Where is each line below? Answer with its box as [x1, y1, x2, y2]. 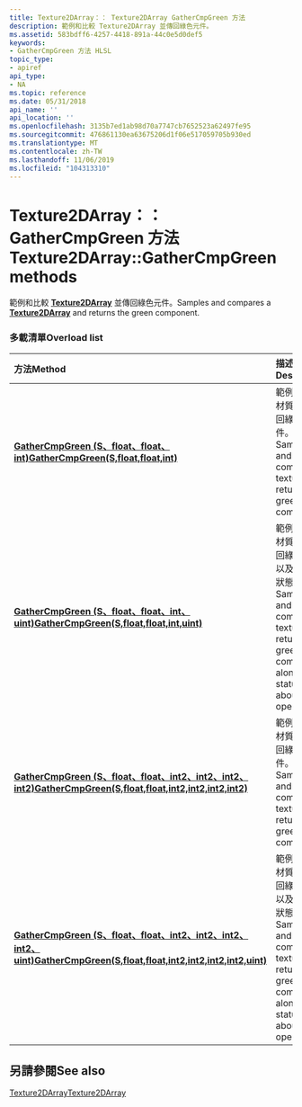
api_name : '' [9, 105, 58, 114]
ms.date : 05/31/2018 [9, 96, 87, 106]
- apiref [9, 64, 42, 73]
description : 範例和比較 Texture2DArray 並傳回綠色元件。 [9, 22, 214, 31]
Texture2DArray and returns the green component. [9, 308, 200, 318]
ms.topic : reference [9, 88, 87, 97]
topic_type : [9, 55, 54, 64]
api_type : [9, 72, 47, 81]
